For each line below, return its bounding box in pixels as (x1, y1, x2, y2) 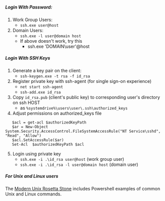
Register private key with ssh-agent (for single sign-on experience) (12, 78, 152, 84)
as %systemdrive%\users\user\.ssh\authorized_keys (20, 105, 128, 111)
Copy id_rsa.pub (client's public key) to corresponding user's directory (12, 94, 160, 100)
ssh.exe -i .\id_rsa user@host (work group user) (20, 156, 124, 162)
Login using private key (12, 151, 61, 157)
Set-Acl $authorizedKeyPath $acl (12, 142, 85, 147)
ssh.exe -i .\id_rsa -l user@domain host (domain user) (20, 161, 138, 167)
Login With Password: (5, 4, 53, 10)
